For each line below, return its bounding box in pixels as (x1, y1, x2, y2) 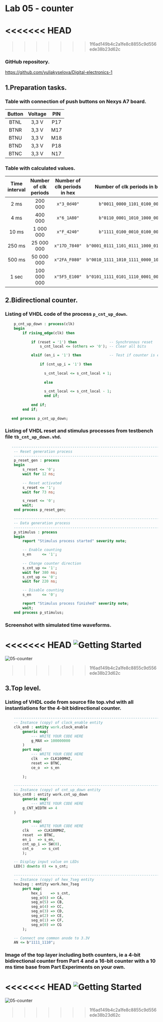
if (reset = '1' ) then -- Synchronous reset (31, 340, 153, 344)
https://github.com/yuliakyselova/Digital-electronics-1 (5, 69, 113, 75)
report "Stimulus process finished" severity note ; (22, 601, 130, 606)
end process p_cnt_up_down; (11, 416, 68, 421)
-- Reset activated (22, 481, 62, 486)
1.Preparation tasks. (5, 83, 67, 92)
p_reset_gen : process (14, 458, 60, 463)
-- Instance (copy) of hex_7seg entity (14, 877, 95, 882)
